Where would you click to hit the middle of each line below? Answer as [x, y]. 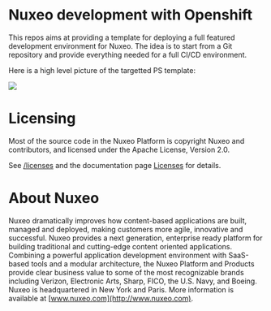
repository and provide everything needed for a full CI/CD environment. [128, 54]
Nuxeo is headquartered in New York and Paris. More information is [121, 289]
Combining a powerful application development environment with [118, 255]
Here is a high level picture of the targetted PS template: [102, 70]
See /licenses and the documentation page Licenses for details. [115, 165]
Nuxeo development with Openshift [131, 15]
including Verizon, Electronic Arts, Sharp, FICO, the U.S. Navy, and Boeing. [133, 281]
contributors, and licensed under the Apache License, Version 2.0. [119, 149]
